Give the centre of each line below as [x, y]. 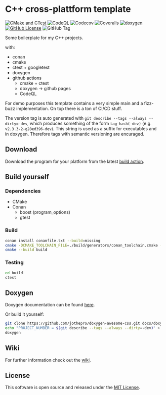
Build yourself [27, 177]
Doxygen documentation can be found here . [50, 305]
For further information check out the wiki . [48, 360]
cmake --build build [26, 250]
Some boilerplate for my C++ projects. [44, 38]
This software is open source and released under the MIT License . [73, 388]
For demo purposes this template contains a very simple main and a [74, 103]
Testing [14, 262]
